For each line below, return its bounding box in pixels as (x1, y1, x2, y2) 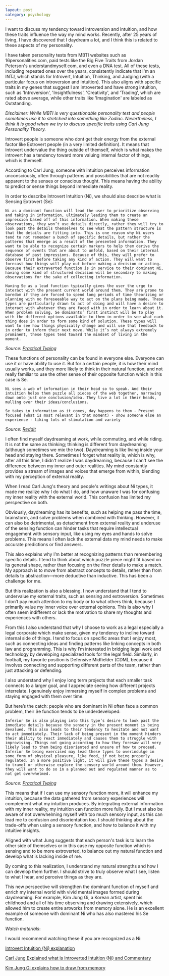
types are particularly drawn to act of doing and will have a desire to (5, 301, 164, 306)
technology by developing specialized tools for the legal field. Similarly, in (5, 651, 158, 657)
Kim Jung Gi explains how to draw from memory (5, 964, 106, 970)
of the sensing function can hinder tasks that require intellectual (5, 525, 138, 531)
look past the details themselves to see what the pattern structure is (5, 226, 161, 231)
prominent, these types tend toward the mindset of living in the (5, 332, 148, 337)
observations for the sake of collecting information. (5, 274, 123, 279)
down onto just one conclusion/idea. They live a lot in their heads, (5, 395, 157, 400)
